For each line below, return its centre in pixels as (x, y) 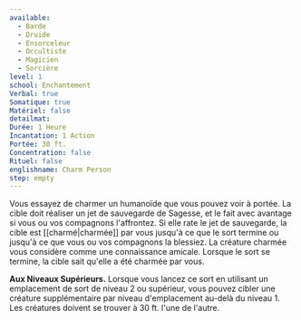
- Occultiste (42, 52)
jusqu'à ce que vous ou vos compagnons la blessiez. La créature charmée (148, 242)
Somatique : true (40, 102)
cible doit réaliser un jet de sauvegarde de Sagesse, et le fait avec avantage (151, 213)
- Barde (32, 26)
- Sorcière (38, 69)
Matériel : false (40, 111)
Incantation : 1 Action (52, 136)
